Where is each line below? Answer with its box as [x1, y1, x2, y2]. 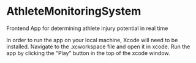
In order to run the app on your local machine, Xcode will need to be [6, 36, 178, 43]
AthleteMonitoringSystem [6, 4, 141, 18]
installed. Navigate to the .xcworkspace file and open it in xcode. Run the [6, 43, 190, 50]
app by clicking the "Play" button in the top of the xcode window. [6, 49, 170, 56]
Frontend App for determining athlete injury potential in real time [6, 24, 168, 32]
